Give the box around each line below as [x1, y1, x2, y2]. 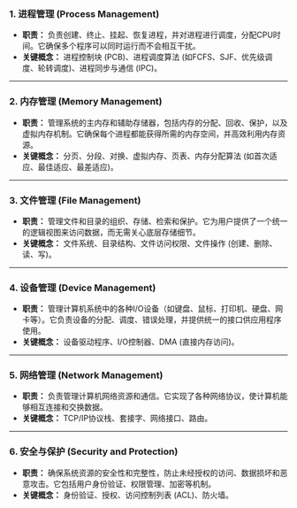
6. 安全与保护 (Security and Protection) [9, 445, 179, 458]
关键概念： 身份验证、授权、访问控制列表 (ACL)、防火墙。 [21, 489, 234, 500]
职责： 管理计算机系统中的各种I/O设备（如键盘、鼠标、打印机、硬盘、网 [21, 304, 284, 314]
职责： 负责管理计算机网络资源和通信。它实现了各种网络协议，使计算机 [21, 391, 280, 402]
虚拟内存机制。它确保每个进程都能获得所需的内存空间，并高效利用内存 [21, 128, 278, 139]
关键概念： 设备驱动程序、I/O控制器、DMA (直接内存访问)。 [21, 336, 240, 347]
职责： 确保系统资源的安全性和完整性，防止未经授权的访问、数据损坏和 [21, 467, 280, 478]
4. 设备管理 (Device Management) [9, 281, 156, 294]
